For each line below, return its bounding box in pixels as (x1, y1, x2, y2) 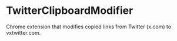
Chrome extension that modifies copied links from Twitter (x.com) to (6, 23, 172, 30)
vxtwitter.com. (6, 29, 41, 36)
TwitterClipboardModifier (6, 4, 133, 17)
